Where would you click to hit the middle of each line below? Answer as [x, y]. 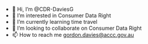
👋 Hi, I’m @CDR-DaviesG [43, 9]
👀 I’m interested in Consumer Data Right [61, 15]
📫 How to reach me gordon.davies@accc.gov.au [73, 35]
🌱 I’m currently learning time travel [54, 22]
